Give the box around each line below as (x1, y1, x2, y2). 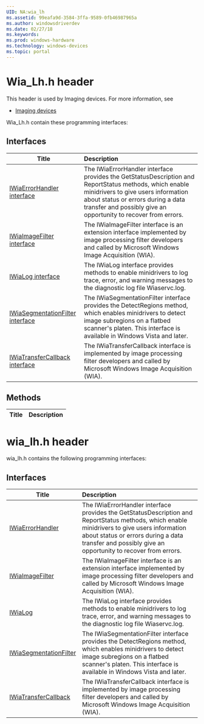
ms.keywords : (6, 32, 39, 38)
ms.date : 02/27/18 (6, 26, 53, 32)
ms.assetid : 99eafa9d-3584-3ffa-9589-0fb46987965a (6, 15, 137, 21)
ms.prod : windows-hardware (6, 37, 75, 43)
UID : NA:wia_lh (6, 9, 45, 15)
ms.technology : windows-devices (6, 43, 88, 49)
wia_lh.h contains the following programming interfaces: (6, 455, 147, 462)
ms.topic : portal (6, 49, 50, 55)
